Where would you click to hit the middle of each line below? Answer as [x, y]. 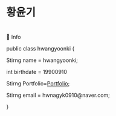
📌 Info [14, 37]
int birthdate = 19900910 [37, 72]
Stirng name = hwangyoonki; [42, 60]
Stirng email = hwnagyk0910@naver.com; [58, 95]
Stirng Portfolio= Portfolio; [38, 84]
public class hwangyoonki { [40, 49]
